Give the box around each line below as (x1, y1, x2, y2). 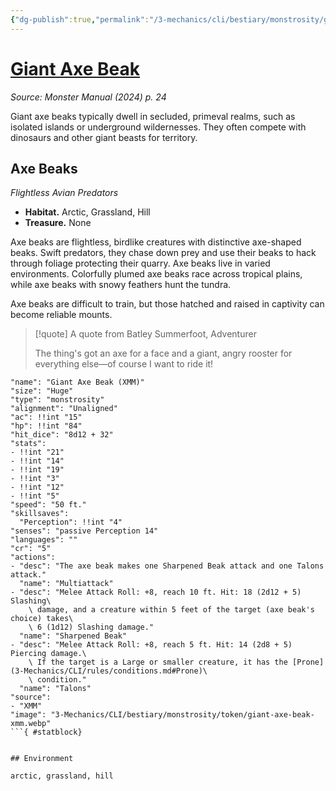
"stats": (10, 439, 47, 449)
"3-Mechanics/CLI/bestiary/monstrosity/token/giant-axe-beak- (50, 710, 315, 720)
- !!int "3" (10, 474, 60, 484)
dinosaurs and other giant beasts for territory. (10, 131, 198, 143)
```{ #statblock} (10, 727, 83, 738)
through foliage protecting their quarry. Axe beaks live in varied (10, 257, 271, 270)
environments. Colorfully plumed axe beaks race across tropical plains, (10, 268, 303, 280)
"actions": (10, 552, 56, 563)
